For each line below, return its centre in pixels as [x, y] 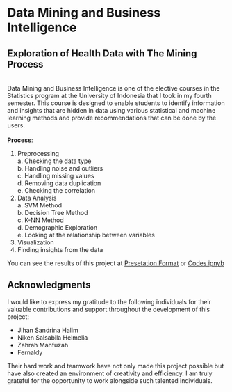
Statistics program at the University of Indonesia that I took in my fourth [109, 96]
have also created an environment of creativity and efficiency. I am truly [110, 373]
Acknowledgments [49, 285]
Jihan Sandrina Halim [48, 330]
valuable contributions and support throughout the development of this [109, 309]
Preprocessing [38, 154]
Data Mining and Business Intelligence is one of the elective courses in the [114, 88]
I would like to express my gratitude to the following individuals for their [109, 301]
